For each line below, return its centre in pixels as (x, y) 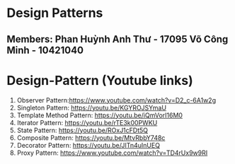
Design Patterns (55, 13)
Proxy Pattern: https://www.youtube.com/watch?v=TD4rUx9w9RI (112, 153)
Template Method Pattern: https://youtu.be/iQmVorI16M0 (100, 115)
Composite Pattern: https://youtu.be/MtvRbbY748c (91, 137)
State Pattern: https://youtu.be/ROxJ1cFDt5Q (82, 130)
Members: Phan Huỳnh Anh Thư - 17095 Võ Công (117, 39)
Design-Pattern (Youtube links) (100, 80)
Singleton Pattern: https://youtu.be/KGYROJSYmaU (92, 107)
